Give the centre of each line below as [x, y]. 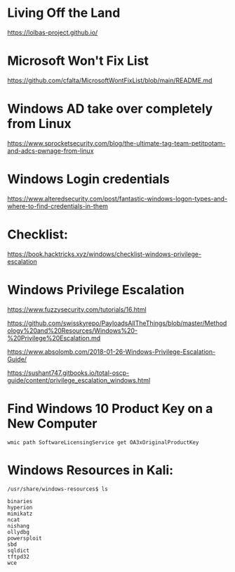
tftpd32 [19, 557]
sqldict [19, 550]
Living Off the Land [64, 13]
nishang [19, 526]
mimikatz [20, 514]
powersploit [25, 538]
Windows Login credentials [88, 179]
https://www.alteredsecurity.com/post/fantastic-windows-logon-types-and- [117, 198]
